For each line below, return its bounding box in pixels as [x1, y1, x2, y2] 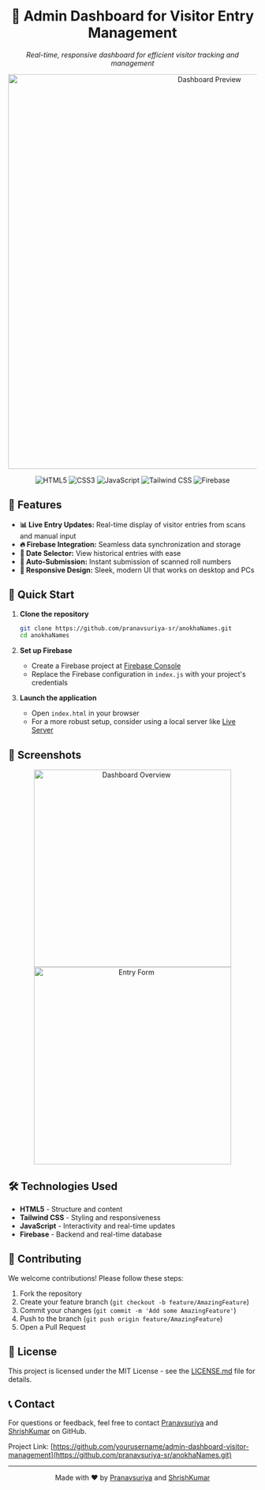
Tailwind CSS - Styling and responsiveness [19, 1212, 161, 1222]
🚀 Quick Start [8, 588, 75, 602]
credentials [31, 678, 69, 688]
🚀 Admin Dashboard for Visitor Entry [10, 7, 255, 25]
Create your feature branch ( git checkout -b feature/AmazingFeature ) [19, 1297, 250, 1306]
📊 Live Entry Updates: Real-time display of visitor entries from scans [19, 520, 246, 529]
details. [8, 1374, 32, 1384]
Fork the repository [19, 1289, 83, 1298]
